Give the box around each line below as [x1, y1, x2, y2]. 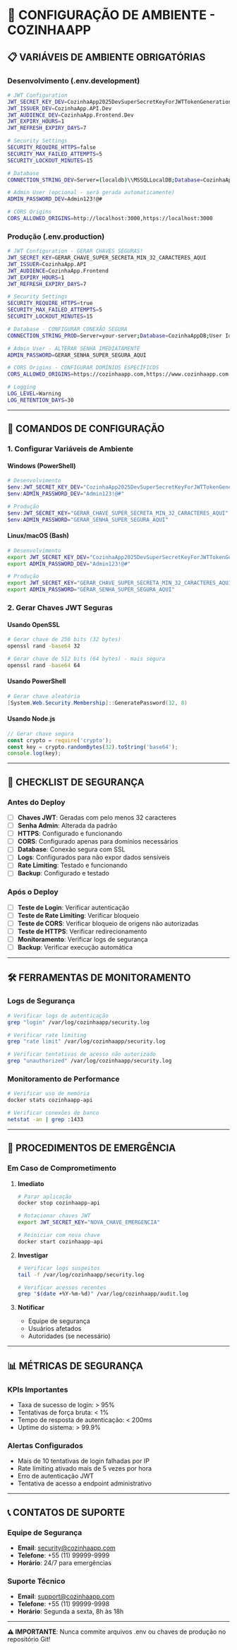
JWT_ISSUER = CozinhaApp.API [7, 261, 87, 268]
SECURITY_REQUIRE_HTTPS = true [7, 300, 93, 307]
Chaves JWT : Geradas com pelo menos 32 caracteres [17, 813, 176, 822]
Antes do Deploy [7, 797, 66, 807]
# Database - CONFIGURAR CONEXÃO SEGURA [7, 325, 128, 333]
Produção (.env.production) [7, 232, 105, 241]
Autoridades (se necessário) [28, 1332, 111, 1341]
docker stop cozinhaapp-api [17, 1200, 100, 1207]
